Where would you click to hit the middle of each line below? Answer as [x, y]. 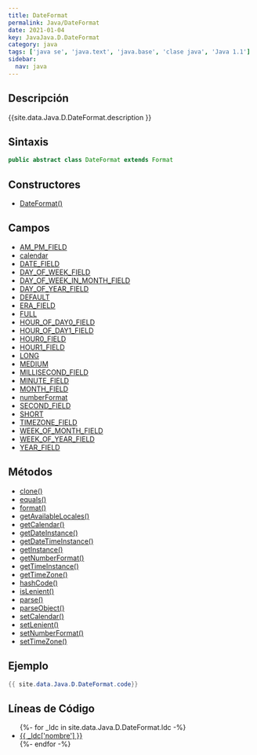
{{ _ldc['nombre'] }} [51, 736]
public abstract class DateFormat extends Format [91, 160]
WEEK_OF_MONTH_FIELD [61, 431]
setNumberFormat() [51, 632]
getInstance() [41, 549]
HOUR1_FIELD [42, 347]
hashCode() [39, 583]
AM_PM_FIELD [43, 247]
